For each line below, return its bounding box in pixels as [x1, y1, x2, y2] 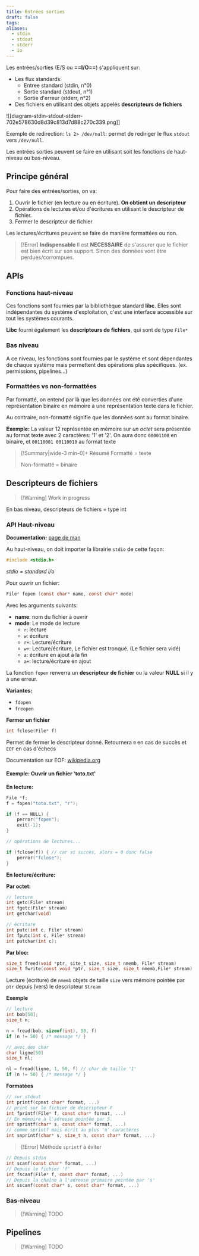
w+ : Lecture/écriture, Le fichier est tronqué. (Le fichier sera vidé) [23, 644, 181, 652]
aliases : [6, 25, 28, 32]
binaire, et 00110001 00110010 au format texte [6, 438, 116, 445]
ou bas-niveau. [23, 154, 61, 161]
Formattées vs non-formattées [6, 382, 97, 391]
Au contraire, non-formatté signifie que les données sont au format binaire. [6, 413, 190, 420]
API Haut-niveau [6, 521, 55, 529]
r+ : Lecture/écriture [23, 638, 72, 646]
